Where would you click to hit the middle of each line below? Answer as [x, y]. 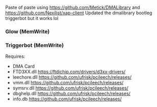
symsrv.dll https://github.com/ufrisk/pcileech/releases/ [70, 88]
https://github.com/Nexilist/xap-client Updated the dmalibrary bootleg [79, 13]
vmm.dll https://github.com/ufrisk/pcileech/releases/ [68, 83]
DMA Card [23, 67]
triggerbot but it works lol [32, 18]
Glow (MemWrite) [28, 31]
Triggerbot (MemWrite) [35, 45]
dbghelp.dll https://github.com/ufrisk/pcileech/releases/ [72, 94]
